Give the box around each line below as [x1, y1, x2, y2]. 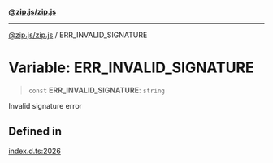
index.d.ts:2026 [8, 146, 61, 156]
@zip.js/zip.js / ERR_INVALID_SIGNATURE [8, 30, 148, 40]
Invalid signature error [8, 101, 83, 110]
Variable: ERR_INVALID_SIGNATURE [8, 58, 254, 77]
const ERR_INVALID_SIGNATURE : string [28, 85, 165, 95]
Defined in [8, 125, 63, 139]
